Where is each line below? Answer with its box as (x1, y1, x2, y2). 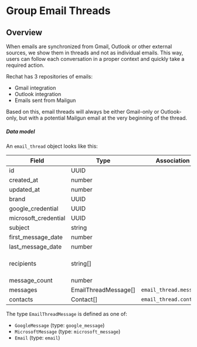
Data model (6, 128, 35, 135)
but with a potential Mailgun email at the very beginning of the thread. (19, 114, 188, 121)
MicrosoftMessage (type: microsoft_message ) (14, 328, 121, 335)
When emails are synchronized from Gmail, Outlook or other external (6, 43, 172, 50)
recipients (9, 259, 37, 267)
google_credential (9, 204, 59, 212)
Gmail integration (14, 84, 56, 91)
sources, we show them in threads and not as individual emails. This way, (6, 49, 184, 56)
